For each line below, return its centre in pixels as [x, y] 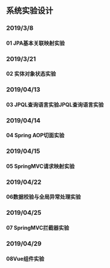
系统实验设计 [30, 11]
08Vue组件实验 [25, 258]
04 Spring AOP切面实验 [35, 135]
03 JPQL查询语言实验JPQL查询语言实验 [55, 104]
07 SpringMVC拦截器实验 [38, 228]
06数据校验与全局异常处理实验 [44, 197]
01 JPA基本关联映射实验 [36, 43]
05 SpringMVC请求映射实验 [40, 166]
